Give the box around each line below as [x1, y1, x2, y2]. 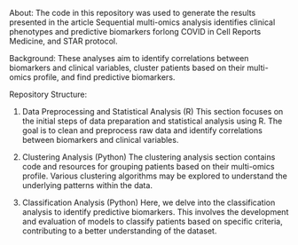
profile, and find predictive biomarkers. [33, 72, 176, 83]
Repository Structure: [9, 89, 88, 99]
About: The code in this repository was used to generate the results [9, 8, 256, 18]
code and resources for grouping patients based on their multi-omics [21, 162, 275, 171]
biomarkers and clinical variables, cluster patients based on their [9, 62, 246, 73]
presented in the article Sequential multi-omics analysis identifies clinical [9, 17, 276, 28]
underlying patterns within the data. [21, 180, 153, 190]
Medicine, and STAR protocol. [9, 36, 118, 46]
